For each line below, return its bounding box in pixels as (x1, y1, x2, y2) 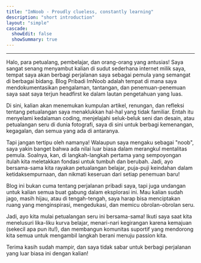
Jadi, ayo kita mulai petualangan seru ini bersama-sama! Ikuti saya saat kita (6, 213, 193, 220)
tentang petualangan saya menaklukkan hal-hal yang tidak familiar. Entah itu (6, 108, 194, 115)
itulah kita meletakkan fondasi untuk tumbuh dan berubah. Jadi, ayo (6, 158, 173, 165)
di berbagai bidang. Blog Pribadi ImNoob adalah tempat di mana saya (6, 78, 177, 84)
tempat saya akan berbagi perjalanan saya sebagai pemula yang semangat (6, 71, 191, 78)
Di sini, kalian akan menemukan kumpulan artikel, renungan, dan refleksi (6, 102, 184, 109)
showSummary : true (11, 36, 58, 42)
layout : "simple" (6, 20, 50, 26)
